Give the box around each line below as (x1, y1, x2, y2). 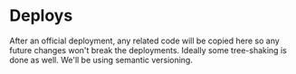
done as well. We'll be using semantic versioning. (9, 54, 193, 65)
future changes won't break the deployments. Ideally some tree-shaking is (9, 44, 287, 55)
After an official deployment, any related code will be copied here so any (9, 35, 281, 46)
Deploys (9, 5, 73, 26)
